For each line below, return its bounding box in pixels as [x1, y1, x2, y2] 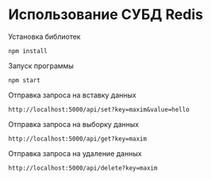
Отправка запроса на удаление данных [8, 148, 142, 158]
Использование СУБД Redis [8, 6, 204, 24]
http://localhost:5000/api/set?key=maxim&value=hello [8, 105, 190, 113]
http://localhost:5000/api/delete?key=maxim [8, 164, 158, 172]
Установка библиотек [8, 32, 81, 41]
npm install [8, 47, 48, 55]
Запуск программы [8, 61, 74, 71]
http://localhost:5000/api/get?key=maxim [8, 135, 148, 143]
